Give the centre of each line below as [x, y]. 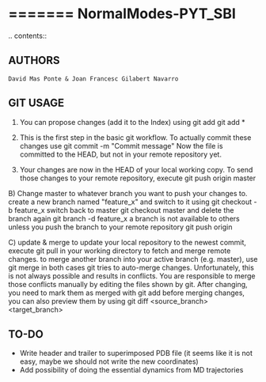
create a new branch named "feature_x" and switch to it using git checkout [130, 202]
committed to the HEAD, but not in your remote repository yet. [120, 154]
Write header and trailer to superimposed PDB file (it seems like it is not [136, 354]
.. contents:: [28, 36]
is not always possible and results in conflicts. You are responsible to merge [132, 276]
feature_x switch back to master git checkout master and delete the [124, 210]
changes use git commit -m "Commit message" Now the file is [121, 146]
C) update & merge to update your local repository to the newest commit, [127, 242]
